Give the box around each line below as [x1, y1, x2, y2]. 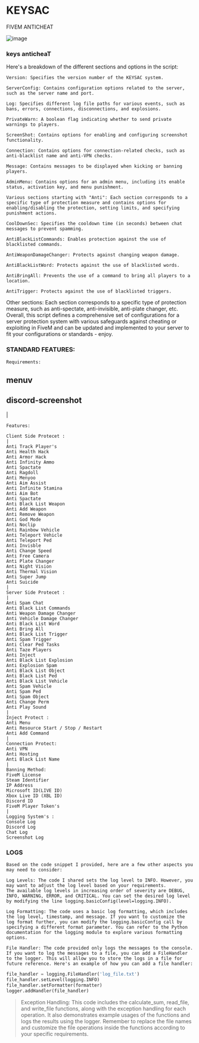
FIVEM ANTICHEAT [6, 23, 54, 30]
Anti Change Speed [6, 547, 52, 554]
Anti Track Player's [6, 443, 58, 450]
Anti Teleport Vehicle [6, 532, 63, 538]
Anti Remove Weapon [6, 511, 55, 517]
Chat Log [6, 829, 28, 835]
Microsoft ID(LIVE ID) [6, 787, 63, 793]
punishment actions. [6, 210, 58, 216]
